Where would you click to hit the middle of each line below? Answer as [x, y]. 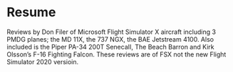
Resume [31, 12]
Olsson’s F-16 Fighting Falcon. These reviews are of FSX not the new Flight [116, 54]
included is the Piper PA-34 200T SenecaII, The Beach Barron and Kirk [110, 47]
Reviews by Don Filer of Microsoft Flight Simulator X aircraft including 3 [112, 32]
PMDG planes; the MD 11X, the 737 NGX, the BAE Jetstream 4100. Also [110, 39]
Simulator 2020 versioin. [43, 61]
